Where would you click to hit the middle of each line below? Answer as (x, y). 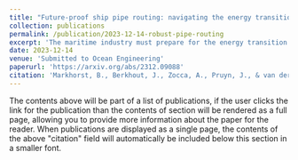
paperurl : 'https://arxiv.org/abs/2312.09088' (97, 68)
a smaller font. (35, 148)
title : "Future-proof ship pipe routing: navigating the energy (130, 17)
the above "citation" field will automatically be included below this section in (148, 138)
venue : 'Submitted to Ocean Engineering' (87, 59)
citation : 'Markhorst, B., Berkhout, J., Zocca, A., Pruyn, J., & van (142, 76)
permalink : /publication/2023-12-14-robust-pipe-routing (117, 34)
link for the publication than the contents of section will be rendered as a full (148, 110)
